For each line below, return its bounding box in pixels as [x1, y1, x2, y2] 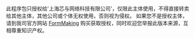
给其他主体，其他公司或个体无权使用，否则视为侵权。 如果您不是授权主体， [6, 12, 188, 19]
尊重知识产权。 [11, 27, 48, 34]
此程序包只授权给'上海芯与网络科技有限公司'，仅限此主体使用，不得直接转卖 [6, 5, 190, 12]
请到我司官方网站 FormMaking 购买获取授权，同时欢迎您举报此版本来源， [6, 20, 184, 26]
